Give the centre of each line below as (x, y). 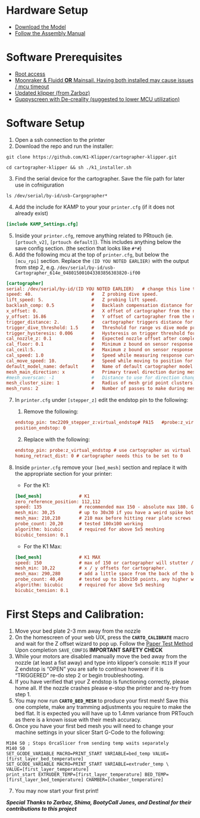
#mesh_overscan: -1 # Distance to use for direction (93, 377)
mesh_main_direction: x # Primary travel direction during (96, 372)
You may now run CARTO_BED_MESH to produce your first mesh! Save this (101, 701)
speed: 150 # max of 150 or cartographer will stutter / (104, 563)
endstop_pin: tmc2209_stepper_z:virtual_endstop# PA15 (84, 423)
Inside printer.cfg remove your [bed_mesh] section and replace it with (101, 467)
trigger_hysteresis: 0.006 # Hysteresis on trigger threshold (96, 333)
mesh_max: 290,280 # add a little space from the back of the (101, 574)
